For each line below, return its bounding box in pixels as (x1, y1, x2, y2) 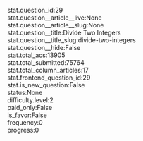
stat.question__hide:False (7, 44, 81, 51)
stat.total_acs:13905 (7, 51, 66, 59)
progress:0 (7, 126, 39, 134)
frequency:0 (7, 118, 44, 126)
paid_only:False (7, 104, 53, 111)
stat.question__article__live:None (7, 13, 102, 22)
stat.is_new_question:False (7, 81, 85, 89)
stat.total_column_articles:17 (7, 66, 89, 74)
